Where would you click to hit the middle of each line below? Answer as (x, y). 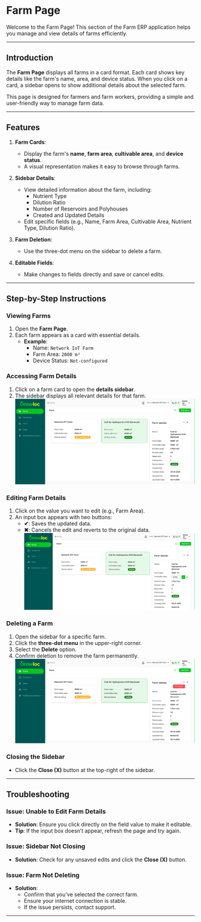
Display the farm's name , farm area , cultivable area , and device (103, 153)
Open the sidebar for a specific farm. (60, 637)
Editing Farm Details (36, 498)
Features (23, 127)
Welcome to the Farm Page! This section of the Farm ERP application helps (98, 27)
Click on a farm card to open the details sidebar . (75, 389)
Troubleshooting (38, 794)
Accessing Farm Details (41, 376)
